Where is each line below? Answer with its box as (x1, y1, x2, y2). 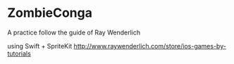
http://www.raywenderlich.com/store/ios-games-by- (73, 41, 227, 50)
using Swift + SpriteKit (7, 41, 73, 50)
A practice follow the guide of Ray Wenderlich (7, 28, 141, 37)
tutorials (7, 49, 32, 58)
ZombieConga (7, 5, 93, 21)
